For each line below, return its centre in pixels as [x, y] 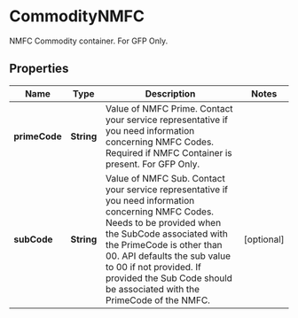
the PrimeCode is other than [164, 244]
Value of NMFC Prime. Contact [169, 108]
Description [170, 93]
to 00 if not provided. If [153, 267]
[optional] [264, 239]
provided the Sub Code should [169, 278]
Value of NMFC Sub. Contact [165, 178]
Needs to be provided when [163, 222]
